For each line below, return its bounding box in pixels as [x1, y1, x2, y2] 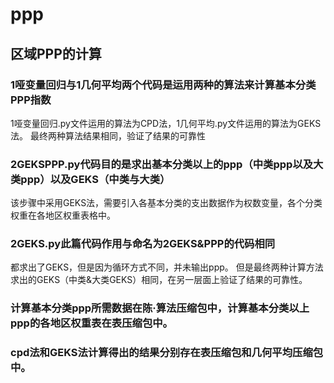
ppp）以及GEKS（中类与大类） [20, 172, 171, 186]
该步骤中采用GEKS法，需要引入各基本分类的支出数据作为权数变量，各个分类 [10, 197, 323, 209]
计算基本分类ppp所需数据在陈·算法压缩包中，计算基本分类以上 [10, 301, 310, 315]
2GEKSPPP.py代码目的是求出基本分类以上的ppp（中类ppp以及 [10, 157, 314, 171]
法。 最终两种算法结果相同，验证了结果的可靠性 [10, 129, 206, 142]
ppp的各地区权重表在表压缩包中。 [10, 316, 173, 330]
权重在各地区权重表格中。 [10, 209, 116, 222]
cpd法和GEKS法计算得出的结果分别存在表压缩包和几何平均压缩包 [10, 346, 324, 360]
